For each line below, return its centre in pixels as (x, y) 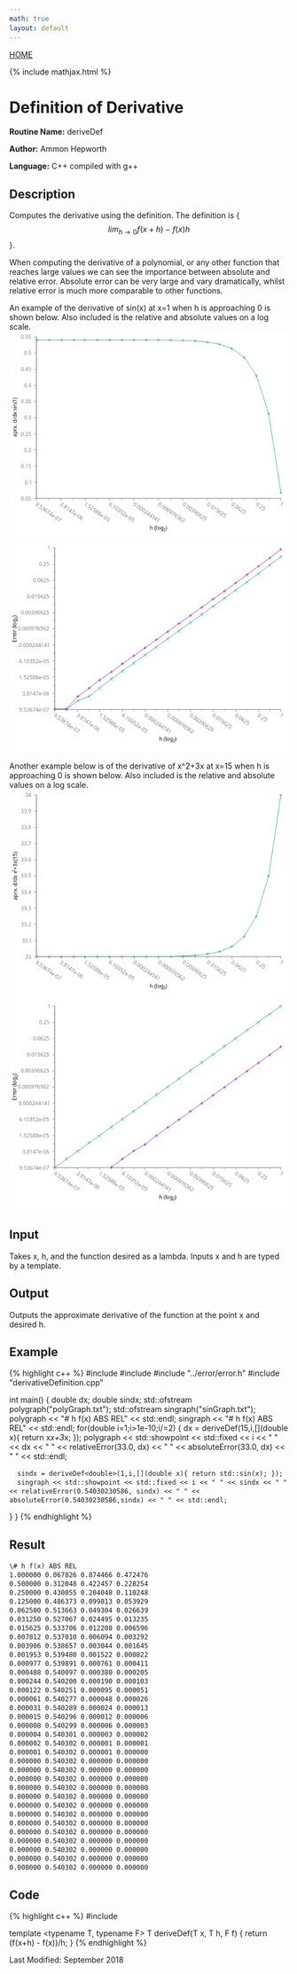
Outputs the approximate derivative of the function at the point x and (134, 1315)
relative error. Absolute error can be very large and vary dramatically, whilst (147, 281)
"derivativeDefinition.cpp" (56, 1383)
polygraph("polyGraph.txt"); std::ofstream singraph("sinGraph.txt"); (133, 1409)
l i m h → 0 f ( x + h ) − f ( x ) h (149, 230)
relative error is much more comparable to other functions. (116, 291)
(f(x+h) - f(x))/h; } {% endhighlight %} (78, 1943)
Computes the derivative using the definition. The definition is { (125, 215)
